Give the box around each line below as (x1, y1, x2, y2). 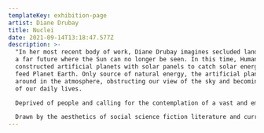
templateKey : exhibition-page (8, 11, 108, 20)
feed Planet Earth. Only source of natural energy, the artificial (15, 70, 241, 78)
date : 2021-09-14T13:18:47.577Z (8, 33, 114, 42)
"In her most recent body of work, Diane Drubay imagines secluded (15, 48, 241, 56)
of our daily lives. (15, 84, 82, 93)
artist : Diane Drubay (8, 19, 79, 27)
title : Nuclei (8, 26, 55, 34)
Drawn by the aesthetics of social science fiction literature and (15, 113, 241, 121)
